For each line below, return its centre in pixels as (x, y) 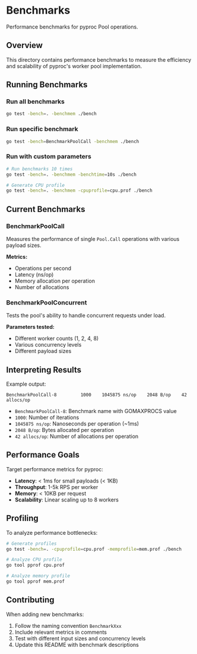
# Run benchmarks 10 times (39, 169)
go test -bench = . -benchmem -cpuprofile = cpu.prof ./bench (79, 191)
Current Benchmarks (46, 209)
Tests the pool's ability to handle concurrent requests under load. (86, 316)
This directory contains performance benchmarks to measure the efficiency (99, 59)
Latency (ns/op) (34, 274)
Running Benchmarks (47, 85)
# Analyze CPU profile (34, 560)
